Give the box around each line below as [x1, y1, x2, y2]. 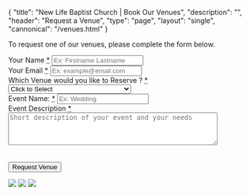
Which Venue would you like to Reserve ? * [8, 76, 149, 84]
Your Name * [8, 55, 51, 65]
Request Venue [12, 163, 58, 171]
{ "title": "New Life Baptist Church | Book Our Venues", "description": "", [8, 8, 243, 17]
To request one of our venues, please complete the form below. [8, 39, 215, 49]
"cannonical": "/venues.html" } [8, 24, 108, 33]
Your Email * [8, 66, 49, 75]
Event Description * [8, 103, 72, 113]
